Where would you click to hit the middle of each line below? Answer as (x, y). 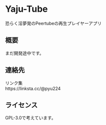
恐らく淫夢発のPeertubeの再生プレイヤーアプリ (53, 23)
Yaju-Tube (26, 9)
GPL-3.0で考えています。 (30, 118)
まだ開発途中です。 (25, 53)
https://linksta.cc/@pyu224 (33, 88)
